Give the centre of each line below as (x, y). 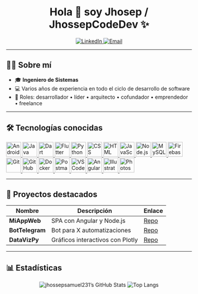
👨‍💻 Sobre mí (29, 65)
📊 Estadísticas (34, 268)
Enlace (153, 211)
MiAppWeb (25, 221)
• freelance (28, 103)
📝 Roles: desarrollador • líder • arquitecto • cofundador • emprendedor (101, 97)
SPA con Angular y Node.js (88, 221)
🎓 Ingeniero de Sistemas (46, 79)
